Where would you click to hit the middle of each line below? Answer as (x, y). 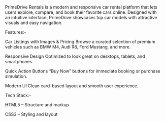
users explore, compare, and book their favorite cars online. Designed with (81, 12)
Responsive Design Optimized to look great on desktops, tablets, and (75, 56)
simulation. (16, 76)
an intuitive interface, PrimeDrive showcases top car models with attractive (81, 17)
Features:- (16, 32)
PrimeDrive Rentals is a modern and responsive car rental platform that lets (81, 7)
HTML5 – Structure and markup (37, 105)
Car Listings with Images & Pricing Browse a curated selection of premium (80, 42)
